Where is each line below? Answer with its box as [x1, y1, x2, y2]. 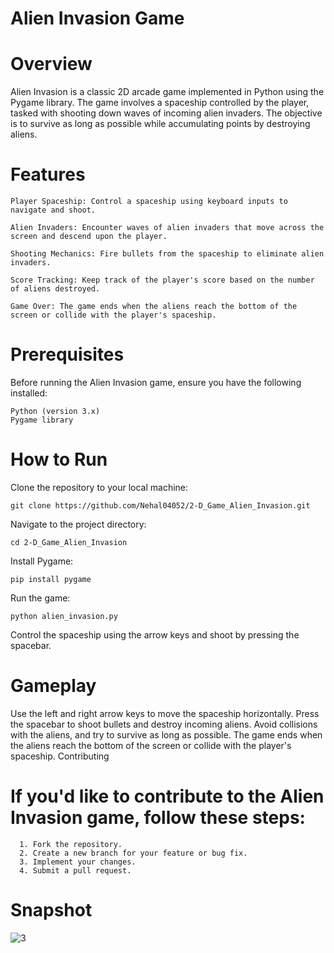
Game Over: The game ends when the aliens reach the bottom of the [10, 302, 298, 312]
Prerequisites [10, 343, 125, 366]
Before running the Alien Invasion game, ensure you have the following [10, 377, 302, 388]
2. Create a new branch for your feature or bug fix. [19, 848, 248, 858]
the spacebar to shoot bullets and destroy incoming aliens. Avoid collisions [10, 718, 318, 730]
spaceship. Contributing [10, 750, 110, 762]
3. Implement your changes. [19, 857, 137, 867]
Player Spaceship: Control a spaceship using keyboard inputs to [10, 197, 288, 207]
